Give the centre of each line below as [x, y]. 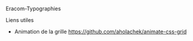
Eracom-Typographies [33, 9]
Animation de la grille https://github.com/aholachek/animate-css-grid [100, 31]
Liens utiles [20, 20]
